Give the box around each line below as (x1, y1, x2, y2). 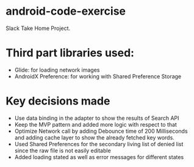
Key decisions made (5, 94, 110, 108)
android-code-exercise (5, 4, 126, 18)
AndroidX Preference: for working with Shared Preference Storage (14, 72, 182, 80)
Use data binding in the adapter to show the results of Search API (14, 114, 179, 122)
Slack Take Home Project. (5, 24, 71, 32)
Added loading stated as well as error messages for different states (14, 153, 184, 160)
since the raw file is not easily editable (14, 147, 111, 154)
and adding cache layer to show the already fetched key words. (14, 133, 174, 141)
